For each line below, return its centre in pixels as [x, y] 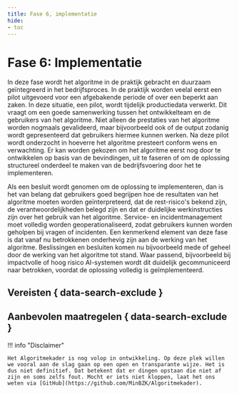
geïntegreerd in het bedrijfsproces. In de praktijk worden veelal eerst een [115, 90]
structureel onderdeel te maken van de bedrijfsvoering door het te [105, 165]
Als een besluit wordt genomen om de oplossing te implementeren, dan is [116, 187]
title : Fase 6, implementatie [52, 14]
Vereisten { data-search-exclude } [85, 292]
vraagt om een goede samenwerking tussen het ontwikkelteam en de [109, 113]
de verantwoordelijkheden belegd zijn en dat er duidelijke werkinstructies [115, 209]
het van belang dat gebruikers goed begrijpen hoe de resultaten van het [113, 195]
